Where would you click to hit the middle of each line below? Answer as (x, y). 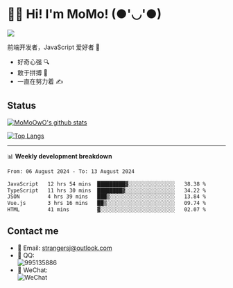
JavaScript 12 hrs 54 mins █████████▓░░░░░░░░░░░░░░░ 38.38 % (107, 184)
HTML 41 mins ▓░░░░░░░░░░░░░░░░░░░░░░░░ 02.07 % (107, 210)
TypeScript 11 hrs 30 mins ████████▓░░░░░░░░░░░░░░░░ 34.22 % (107, 190)
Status (22, 106)
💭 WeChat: (33, 270)
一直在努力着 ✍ (40, 81)
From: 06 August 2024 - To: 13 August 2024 (71, 171)
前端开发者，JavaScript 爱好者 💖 (54, 47)
